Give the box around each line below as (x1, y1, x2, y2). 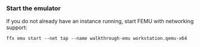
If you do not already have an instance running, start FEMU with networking (6, 18, 194, 25)
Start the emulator (6, 4, 61, 12)
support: (6, 24, 28, 31)
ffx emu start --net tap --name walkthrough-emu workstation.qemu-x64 (6, 36, 187, 42)
